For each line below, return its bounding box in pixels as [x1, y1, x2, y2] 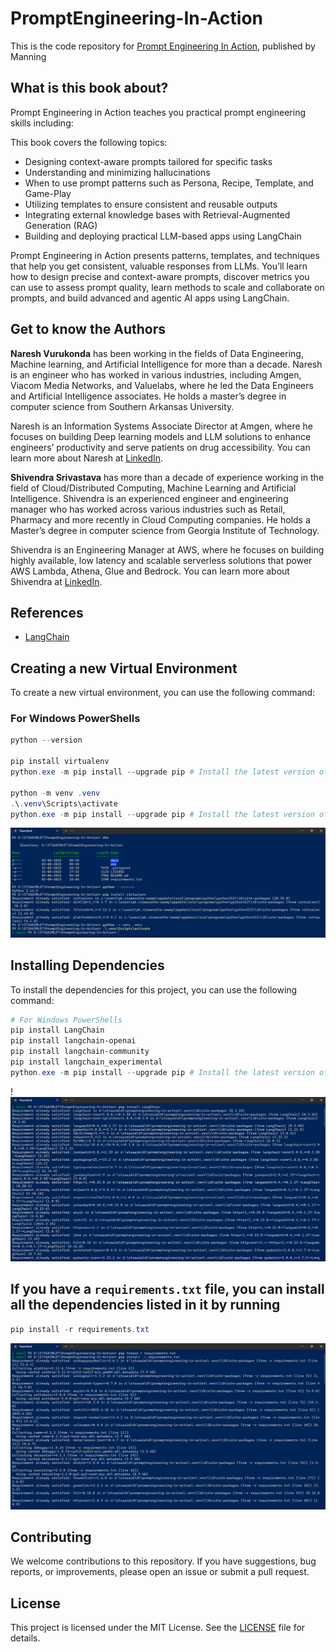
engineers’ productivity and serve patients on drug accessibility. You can [10, 441, 311, 453]
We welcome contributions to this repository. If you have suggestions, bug [10, 1555, 317, 1567]
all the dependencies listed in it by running [10, 1297, 281, 1314]
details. [10, 1632, 41, 1644]
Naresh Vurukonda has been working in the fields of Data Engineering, [10, 347, 304, 359]
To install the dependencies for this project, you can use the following [10, 983, 298, 996]
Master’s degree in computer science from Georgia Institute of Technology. [10, 524, 320, 536]
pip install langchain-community [10, 1047, 150, 1057]
